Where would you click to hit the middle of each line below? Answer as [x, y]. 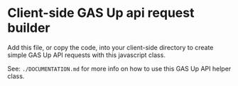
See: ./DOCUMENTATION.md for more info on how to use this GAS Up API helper [119, 68]
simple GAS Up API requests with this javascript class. [86, 55]
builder [29, 28]
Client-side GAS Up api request [101, 13]
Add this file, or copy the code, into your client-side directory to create [110, 47]
